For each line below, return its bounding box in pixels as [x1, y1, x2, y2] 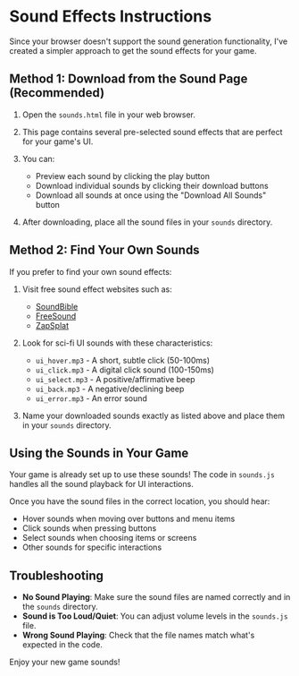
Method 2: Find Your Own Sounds [9, 243, 200, 258]
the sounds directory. [21, 602, 98, 612]
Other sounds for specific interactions [21, 542, 162, 552]
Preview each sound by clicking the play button [35, 170, 210, 181]
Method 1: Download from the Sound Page [9, 72, 248, 87]
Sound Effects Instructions [9, 6, 212, 27]
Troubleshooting [9, 568, 104, 583]
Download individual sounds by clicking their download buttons [35, 180, 270, 191]
